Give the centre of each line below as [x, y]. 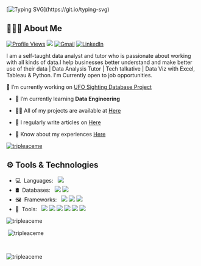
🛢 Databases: [33, 190]
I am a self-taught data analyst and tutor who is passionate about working [99, 55]
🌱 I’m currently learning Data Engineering [68, 99]
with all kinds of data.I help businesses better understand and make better [100, 62]
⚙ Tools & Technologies [52, 165]
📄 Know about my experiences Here [60, 134]
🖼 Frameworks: [36, 199]
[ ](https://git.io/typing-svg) [58, 9]
